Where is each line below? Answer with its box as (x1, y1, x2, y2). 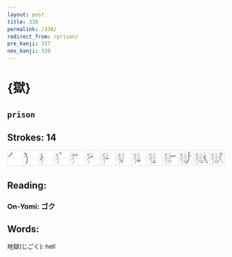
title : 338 (7, 18, 39, 26)
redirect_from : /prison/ (7, 33, 79, 40)
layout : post (7, 11, 45, 18)
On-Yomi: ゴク (7, 201, 56, 211)
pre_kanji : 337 (7, 40, 51, 48)
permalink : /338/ (7, 26, 57, 32)
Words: (7, 223, 39, 235)
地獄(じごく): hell (7, 242, 56, 251)
